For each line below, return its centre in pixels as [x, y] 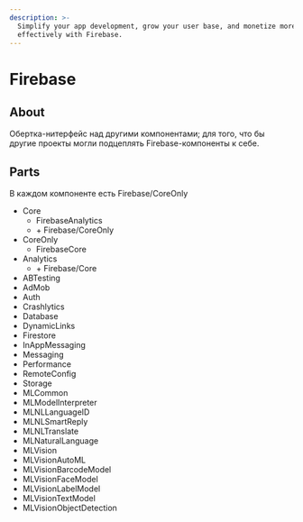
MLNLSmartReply [55, 422]
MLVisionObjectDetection [69, 508]
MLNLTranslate [50, 431]
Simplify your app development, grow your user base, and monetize [147, 26]
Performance [47, 364]
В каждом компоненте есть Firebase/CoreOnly [99, 194]
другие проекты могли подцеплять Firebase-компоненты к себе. [134, 143]
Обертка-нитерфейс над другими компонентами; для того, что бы [137, 134]
